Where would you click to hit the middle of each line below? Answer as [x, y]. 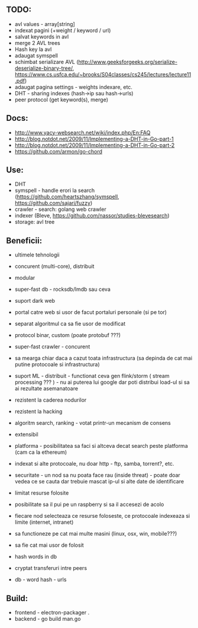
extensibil [26, 434]
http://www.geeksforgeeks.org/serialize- [128, 62]
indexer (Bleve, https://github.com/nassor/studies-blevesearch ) [92, 216]
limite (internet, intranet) [44, 522]
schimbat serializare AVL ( [46, 62]
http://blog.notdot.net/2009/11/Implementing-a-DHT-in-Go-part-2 [95, 145]
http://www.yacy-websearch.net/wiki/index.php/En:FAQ [82, 132]
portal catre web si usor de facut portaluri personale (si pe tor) [91, 312]
